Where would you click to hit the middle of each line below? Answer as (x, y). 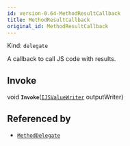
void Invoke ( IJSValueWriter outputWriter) (65, 97)
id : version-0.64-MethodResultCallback (64, 13)
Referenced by (39, 118)
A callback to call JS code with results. (62, 59)
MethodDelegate (39, 136)
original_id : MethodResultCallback (58, 26)
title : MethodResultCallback (49, 20)
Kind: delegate (28, 46)
